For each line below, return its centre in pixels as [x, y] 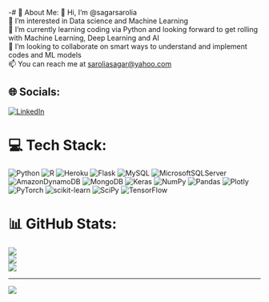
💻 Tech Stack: [58, 145]
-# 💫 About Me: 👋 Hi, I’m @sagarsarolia [73, 12]
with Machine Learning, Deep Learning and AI [84, 38]
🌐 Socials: [34, 92]
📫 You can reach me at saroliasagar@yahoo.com [90, 64]
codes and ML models [45, 55]
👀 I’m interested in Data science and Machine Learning [98, 21]
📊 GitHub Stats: [63, 223]
